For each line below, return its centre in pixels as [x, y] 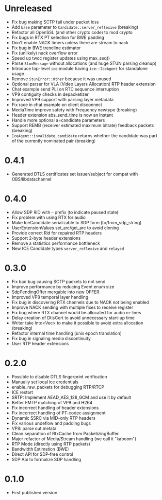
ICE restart [22, 392]
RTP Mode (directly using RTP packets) [51, 444]
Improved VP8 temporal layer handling [50, 297]
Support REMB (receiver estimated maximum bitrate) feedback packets [83, 125]
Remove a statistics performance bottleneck [56, 243]
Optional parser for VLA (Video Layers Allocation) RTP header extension [84, 84]
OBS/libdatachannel [32, 179]
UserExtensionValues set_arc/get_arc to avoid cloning [65, 228]
